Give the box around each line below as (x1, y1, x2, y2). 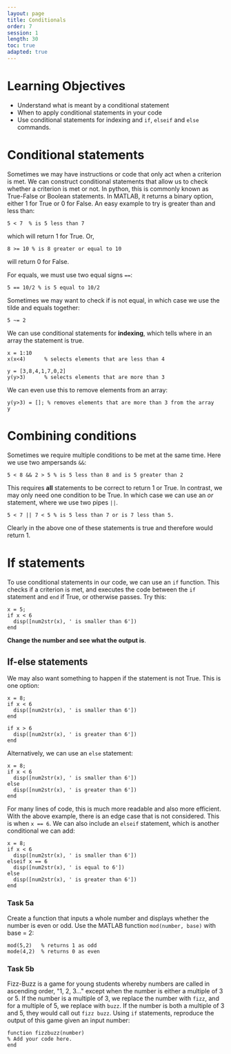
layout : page (7, 10, 45, 17)
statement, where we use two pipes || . (7, 498, 119, 507)
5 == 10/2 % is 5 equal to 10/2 (7, 284, 100, 291)
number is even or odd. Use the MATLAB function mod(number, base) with (7, 921, 216, 929)
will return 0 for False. (7, 257, 70, 265)
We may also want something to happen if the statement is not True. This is (7, 674, 221, 682)
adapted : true (7, 49, 48, 56)
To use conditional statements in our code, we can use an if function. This (7, 578, 220, 586)
